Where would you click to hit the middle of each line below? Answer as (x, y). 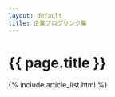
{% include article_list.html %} (58, 85)
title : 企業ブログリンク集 (48, 23)
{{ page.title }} (57, 63)
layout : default (35, 16)
